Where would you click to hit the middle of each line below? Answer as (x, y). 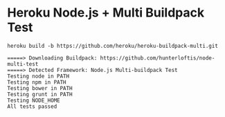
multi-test (23, 64)
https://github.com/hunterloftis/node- (157, 58)
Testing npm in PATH (37, 82)
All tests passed (32, 106)
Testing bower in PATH (40, 88)
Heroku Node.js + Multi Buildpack (106, 13)
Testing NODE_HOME (34, 100)
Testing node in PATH (38, 76)
